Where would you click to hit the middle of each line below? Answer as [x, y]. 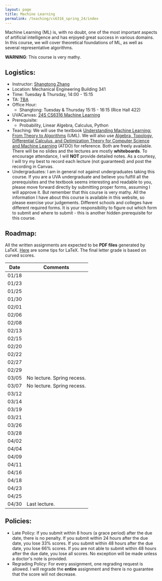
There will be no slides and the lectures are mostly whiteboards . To [80, 151]
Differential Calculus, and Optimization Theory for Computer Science [81, 141]
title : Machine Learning [30, 14]
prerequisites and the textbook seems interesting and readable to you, [82, 182]
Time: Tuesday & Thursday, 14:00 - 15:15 [52, 95]
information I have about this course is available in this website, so [78, 197]
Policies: [18, 521]
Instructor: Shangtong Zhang [41, 84]
